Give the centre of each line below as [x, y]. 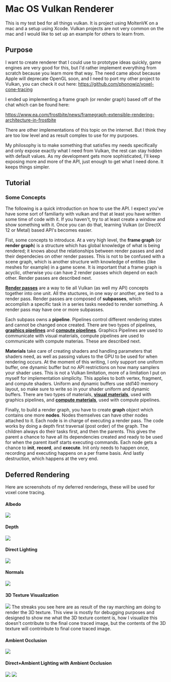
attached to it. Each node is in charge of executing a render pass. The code [84, 421]
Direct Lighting [21, 550]
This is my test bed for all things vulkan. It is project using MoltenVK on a [82, 23]
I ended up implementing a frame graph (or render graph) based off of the [83, 99]
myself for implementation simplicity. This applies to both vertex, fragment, [84, 378]
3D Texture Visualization [32, 595]
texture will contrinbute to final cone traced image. [58, 629]
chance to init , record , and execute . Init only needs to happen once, [77, 448]
